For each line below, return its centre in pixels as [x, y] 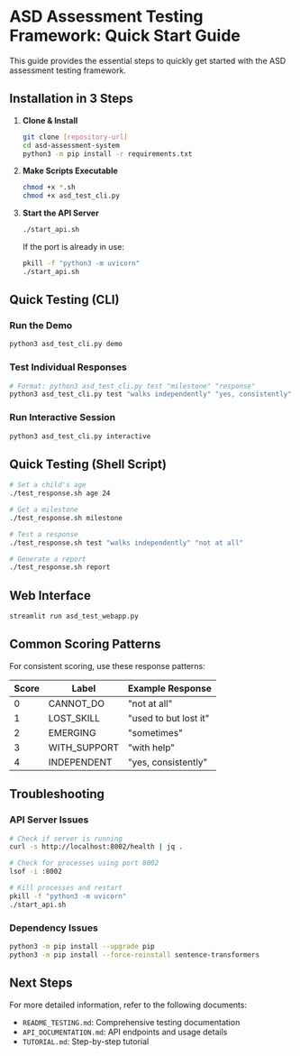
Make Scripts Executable [70, 171]
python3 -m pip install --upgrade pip [82, 946]
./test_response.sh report [60, 567]
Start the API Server [60, 213]
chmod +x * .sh [49, 188]
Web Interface [50, 596]
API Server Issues [49, 820]
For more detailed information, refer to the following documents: [128, 1005]
